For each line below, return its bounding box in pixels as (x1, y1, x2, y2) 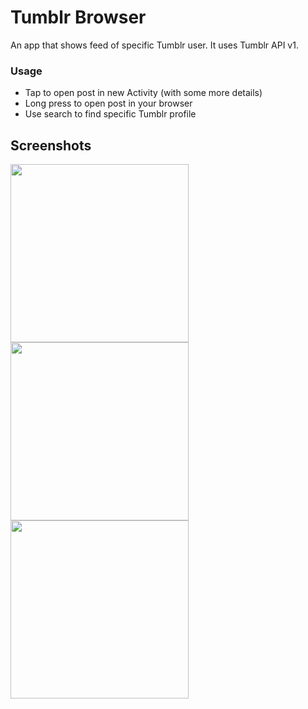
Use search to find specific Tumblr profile (24, 108, 197, 120)
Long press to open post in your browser (24, 97, 193, 110)
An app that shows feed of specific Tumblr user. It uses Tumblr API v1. (10, 39, 299, 51)
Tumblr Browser (10, 6, 147, 29)
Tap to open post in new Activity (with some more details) (24, 87, 263, 99)
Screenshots (10, 137, 92, 154)
